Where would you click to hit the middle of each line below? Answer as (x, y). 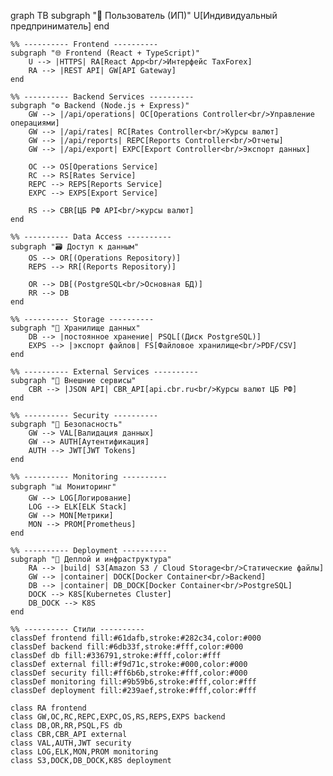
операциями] (35, 123)
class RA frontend (48, 708)
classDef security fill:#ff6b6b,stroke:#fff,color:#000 (129, 673)
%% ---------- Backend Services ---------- (102, 97)
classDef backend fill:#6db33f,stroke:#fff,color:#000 (127, 647)
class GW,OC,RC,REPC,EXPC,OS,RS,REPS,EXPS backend (118, 717)
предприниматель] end (60, 26)
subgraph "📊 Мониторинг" (63, 487)
